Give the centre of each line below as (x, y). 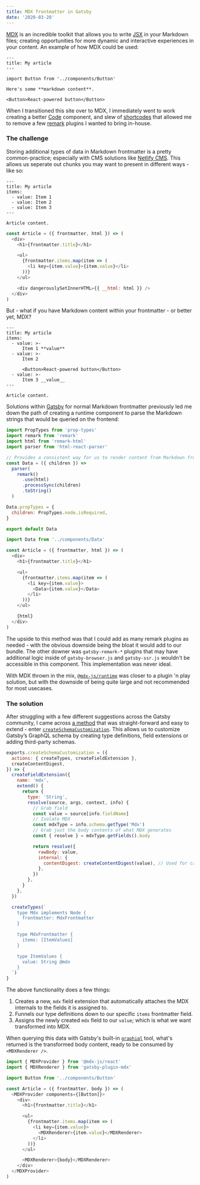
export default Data (32, 529)
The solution (25, 703)
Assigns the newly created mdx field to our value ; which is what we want (103, 1020)
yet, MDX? (19, 317)
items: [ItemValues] (47, 940)
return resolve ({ (54, 846)
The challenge (27, 139)
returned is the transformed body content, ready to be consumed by (90, 1044)
